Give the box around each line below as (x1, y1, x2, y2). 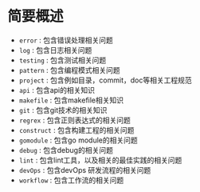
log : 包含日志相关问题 (18, 45, 92, 54)
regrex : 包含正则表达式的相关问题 (18, 115, 131, 125)
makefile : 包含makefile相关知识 (18, 95, 124, 105)
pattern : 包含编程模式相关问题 (18, 65, 120, 74)
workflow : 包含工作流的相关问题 (18, 175, 124, 185)
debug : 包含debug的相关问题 (18, 145, 113, 154)
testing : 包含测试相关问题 (18, 55, 107, 65)
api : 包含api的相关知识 (18, 85, 96, 94)
